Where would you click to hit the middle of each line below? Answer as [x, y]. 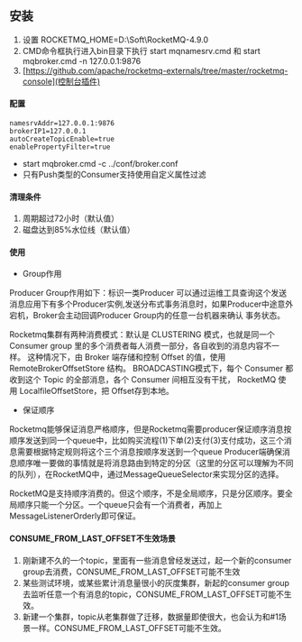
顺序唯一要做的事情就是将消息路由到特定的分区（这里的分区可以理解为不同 [155, 463]
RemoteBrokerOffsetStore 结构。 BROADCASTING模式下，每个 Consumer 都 [151, 369]
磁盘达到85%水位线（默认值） [78, 230]
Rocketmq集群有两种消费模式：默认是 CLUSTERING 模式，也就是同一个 [142, 335]
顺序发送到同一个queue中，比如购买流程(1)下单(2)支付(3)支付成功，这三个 [146, 441]
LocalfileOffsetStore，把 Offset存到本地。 [96, 391]
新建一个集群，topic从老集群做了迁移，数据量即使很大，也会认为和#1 [151, 617]
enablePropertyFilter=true [60, 147]
